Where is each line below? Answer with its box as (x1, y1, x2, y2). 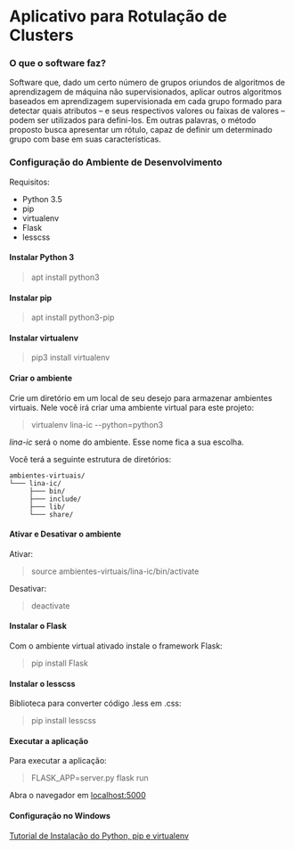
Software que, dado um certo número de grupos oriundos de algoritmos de (9, 78, 286, 88)
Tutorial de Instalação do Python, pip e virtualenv (9, 830, 190, 841)
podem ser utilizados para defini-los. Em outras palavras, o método (9, 115, 257, 126)
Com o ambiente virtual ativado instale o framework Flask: (9, 641, 223, 651)
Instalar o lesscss (9, 678, 76, 689)
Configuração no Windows (9, 811, 111, 821)
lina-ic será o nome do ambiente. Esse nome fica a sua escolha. (9, 437, 245, 447)
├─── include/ (29, 494, 82, 503)
